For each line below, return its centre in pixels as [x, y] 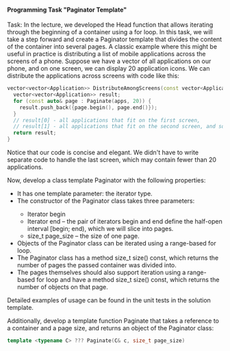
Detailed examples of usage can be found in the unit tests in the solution [109, 300]
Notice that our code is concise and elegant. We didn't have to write [103, 153]
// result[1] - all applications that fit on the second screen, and [114, 127]
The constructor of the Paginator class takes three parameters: [106, 201]
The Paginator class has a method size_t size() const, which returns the [118, 258]
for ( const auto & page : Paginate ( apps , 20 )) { [82, 101]
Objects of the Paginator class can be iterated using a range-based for [117, 243]
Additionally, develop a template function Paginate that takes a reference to [113, 321]
